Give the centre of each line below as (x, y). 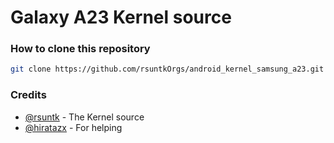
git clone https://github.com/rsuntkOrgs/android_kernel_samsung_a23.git (167, 69)
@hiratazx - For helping (73, 127)
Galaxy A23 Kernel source (121, 17)
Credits (28, 95)
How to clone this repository (80, 49)
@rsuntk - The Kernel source (84, 117)
